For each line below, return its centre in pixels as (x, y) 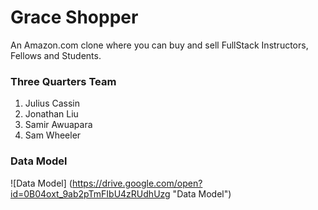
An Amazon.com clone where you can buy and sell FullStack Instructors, (159, 45)
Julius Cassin (52, 103)
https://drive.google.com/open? (137, 183)
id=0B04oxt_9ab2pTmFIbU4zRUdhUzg (90, 193)
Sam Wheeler (53, 135)
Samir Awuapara (58, 125)
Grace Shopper (74, 17)
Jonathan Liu (51, 114)
